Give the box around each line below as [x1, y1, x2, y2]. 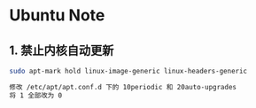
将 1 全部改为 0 [9, 90, 63, 100]
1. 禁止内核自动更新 [9, 42, 114, 58]
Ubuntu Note [9, 5, 105, 26]
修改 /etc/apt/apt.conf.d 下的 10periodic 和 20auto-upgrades [9, 82, 237, 91]
